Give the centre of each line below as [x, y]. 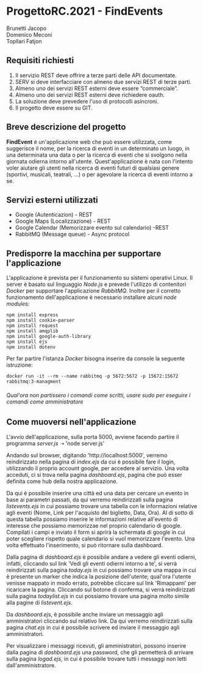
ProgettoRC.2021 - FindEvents [85, 11]
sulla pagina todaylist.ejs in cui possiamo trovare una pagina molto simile [98, 596]
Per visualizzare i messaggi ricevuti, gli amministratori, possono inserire [96, 646]
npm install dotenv [31, 347]
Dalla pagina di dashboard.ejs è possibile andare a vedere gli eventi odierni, [101, 557]
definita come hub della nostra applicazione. [62, 481]
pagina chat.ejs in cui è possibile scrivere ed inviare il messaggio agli [93, 627]
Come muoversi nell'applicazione [71, 422]
